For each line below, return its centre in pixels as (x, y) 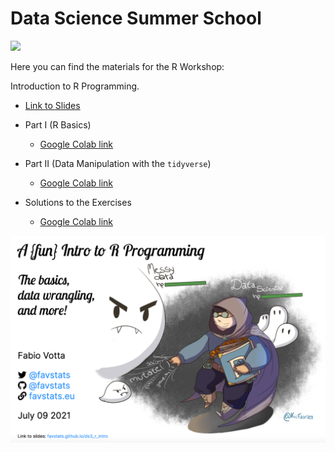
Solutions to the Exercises (78, 202)
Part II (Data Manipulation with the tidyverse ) (118, 163)
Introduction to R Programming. (75, 86)
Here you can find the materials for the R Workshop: (117, 66)
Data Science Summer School (136, 18)
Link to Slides (52, 105)
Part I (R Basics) (58, 124)
